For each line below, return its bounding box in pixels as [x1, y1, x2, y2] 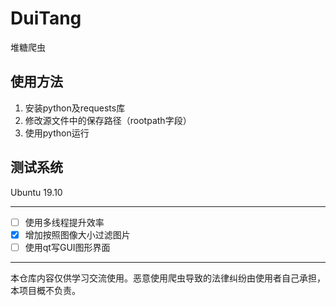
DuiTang [10, 7, 82, 30]
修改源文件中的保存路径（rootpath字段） [24, 114, 192, 126]
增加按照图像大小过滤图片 [24, 228, 131, 241]
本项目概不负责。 [10, 284, 81, 296]
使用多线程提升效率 [24, 216, 105, 228]
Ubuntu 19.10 [10, 186, 63, 198]
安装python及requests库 [24, 102, 126, 114]
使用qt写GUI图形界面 [24, 241, 111, 253]
